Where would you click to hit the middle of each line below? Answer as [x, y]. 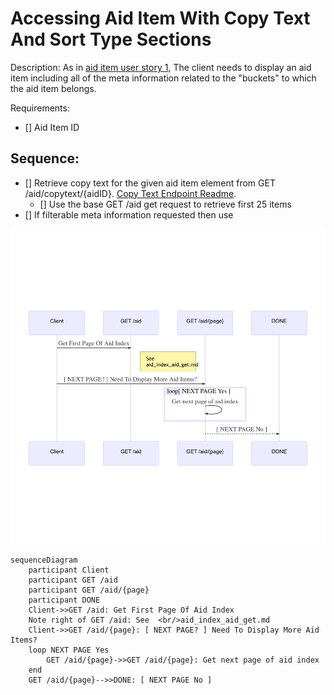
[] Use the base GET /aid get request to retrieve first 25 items [165, 204]
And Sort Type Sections [111, 39]
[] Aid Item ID [52, 127]
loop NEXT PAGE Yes [69, 650]
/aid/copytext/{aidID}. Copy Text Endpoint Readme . [130, 193]
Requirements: [40, 108]
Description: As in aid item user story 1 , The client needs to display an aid [161, 67]
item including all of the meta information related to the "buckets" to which [163, 78]
